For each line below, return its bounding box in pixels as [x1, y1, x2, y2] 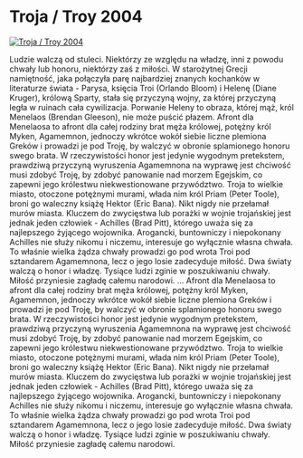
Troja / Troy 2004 [9, 6, 143, 27]
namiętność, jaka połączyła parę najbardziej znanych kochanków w [9, 72, 260, 83]
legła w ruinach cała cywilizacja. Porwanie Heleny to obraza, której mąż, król [9, 101, 294, 112]
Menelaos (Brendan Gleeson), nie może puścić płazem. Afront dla [9, 111, 254, 122]
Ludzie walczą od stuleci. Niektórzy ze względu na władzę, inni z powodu [9, 53, 284, 64]
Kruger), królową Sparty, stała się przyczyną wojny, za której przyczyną [9, 92, 277, 103]
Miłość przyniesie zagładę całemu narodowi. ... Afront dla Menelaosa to [9, 274, 276, 286]
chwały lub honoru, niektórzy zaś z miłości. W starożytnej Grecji [9, 63, 249, 74]
